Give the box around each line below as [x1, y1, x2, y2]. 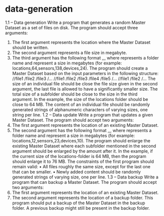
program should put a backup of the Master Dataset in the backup [12, 200, 145, 206]
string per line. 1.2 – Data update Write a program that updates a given [12, 112, 153, 118]
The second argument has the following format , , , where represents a [12, 127, 152, 133]
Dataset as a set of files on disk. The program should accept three [5, 24, 138, 30]
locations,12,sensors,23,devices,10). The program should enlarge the [12, 137, 150, 143]
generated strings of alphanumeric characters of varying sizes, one [12, 106, 148, 113]
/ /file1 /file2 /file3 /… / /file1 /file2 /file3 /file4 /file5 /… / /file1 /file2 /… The [12, 76, 156, 81]
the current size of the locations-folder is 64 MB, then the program [12, 153, 146, 159]
